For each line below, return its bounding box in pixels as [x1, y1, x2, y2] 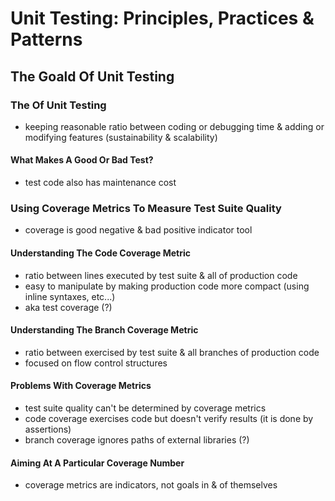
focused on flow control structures [24, 357, 168, 369]
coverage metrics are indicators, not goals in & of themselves [24, 479, 278, 491]
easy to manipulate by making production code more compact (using [24, 280, 310, 292]
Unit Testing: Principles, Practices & [10, 7, 315, 30]
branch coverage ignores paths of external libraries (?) [24, 433, 250, 446]
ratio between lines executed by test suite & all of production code [24, 269, 298, 281]
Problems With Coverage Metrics [10, 380, 152, 392]
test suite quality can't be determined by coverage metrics [24, 402, 267, 414]
